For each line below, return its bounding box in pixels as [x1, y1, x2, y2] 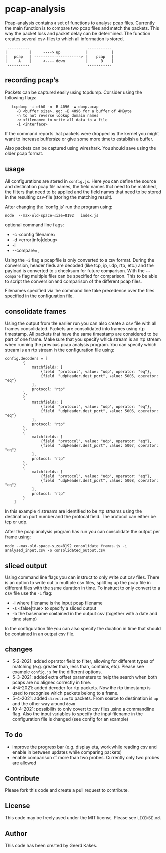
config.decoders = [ [5, 356, 48, 361]
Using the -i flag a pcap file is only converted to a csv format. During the [5, 257, 155, 263]
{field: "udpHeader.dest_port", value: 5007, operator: [40, 443, 159, 448]
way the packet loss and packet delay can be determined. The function [5, 30, 150, 36]
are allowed [12, 760, 36, 766]
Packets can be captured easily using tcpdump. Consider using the [5, 89, 142, 95]
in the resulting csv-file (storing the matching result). [5, 194, 113, 200]
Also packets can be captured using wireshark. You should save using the [5, 145, 156, 151]
